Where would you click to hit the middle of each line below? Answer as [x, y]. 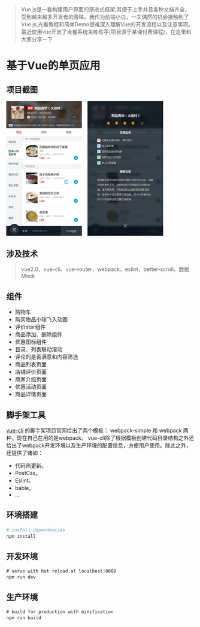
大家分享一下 [37, 39]
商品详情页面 [31, 394]
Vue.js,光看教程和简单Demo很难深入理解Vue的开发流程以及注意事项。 [107, 24]
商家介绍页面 [31, 379]
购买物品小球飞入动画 [41, 319]
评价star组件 [30, 327]
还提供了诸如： [25, 453]
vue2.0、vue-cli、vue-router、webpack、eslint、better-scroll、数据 [105, 269]
